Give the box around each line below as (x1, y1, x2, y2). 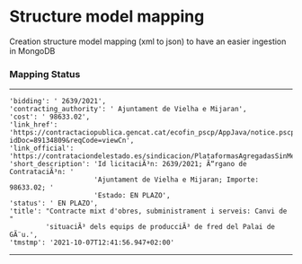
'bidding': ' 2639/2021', (9, 97, 106, 106)
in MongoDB (9, 45, 56, 56)
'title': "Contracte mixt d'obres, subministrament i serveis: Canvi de (9, 207, 288, 216)
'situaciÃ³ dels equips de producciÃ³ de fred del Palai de (45, 223, 276, 232)
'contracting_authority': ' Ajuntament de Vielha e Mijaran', (9, 105, 247, 114)
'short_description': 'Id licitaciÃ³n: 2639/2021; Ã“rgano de (9, 160, 247, 169)
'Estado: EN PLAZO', (93, 191, 171, 200)
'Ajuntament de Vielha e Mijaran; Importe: (93, 175, 259, 185)
